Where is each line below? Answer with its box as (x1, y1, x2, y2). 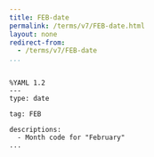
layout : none (9, 29, 58, 38)
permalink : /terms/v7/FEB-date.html (9, 21, 145, 30)
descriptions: (9, 126, 62, 135)
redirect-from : (9, 37, 66, 47)
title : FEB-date (9, 12, 69, 22)
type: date (9, 95, 50, 103)
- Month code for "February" (17, 133, 126, 143)
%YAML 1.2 (9, 78, 46, 87)
